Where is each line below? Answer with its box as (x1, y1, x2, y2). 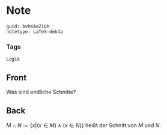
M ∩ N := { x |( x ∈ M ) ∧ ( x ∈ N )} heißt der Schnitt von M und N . (6, 121, 161, 129)
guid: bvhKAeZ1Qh (6, 23, 50, 29)
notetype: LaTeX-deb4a (6, 28, 63, 35)
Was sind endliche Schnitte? (6, 88, 76, 96)
